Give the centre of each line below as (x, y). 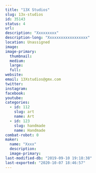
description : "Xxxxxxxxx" (32, 33)
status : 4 (15, 24)
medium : (18, 61)
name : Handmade (30, 130)
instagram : (16, 88)
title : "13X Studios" (28, 10)
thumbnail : (21, 56)
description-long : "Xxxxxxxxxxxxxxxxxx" (48, 38)
